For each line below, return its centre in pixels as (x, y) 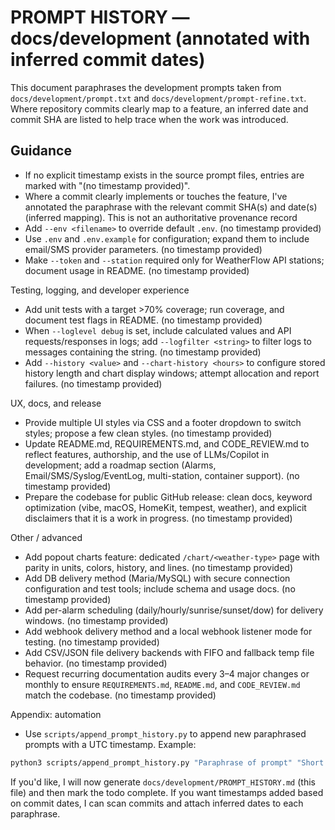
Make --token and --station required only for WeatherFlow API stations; (174, 260)
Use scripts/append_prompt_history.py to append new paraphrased (165, 733)
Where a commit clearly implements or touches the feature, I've (156, 196)
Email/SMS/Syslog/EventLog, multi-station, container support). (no (162, 475)
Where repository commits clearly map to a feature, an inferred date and (159, 108)
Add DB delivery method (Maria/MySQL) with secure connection (157, 578)
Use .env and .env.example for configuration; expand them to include (167, 238)
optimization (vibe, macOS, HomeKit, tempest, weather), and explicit (165, 507)
